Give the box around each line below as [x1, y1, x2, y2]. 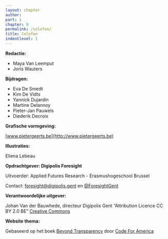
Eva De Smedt [12, 85, 43, 91]
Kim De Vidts [12, 91, 41, 97]
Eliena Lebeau [5, 153, 35, 159]
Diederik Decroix [12, 113, 49, 119]
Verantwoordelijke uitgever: [5, 192, 67, 198]
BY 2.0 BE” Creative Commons [5, 208, 70, 214]
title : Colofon [5, 31, 38, 36]
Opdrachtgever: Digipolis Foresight [5, 162, 82, 169]
